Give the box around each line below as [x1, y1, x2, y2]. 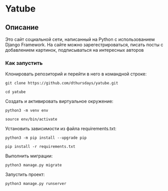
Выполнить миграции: [5, 153, 53, 159]
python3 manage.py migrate [5, 163, 62, 168]
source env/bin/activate [5, 117, 58, 122]
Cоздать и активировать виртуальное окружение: [5, 99, 114, 105]
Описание [5, 23, 39, 32]
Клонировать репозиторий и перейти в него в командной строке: [5, 71, 147, 77]
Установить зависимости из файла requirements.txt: [5, 126, 117, 132]
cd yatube [5, 89, 26, 94]
